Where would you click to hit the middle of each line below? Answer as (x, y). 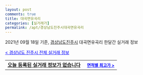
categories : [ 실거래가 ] (27, 23)
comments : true (21, 14)
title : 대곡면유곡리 (23, 19)
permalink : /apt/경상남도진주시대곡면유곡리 (45, 28)
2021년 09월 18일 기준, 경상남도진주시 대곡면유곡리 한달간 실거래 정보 (71, 42)
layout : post (18, 9)
